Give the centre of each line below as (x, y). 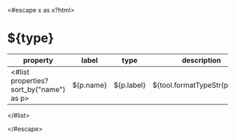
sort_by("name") (38, 89)
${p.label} (130, 85)
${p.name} (90, 85)
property (38, 60)
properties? (30, 81)
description (201, 60)
